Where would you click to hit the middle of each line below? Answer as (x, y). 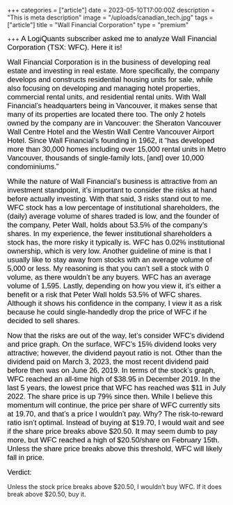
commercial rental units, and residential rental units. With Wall (107, 97)
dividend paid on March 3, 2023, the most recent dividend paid (108, 362)
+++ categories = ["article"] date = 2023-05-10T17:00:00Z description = (111, 10)
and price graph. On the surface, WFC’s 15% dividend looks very (112, 344)
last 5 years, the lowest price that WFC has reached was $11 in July (116, 388)
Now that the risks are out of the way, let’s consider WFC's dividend (116, 335)
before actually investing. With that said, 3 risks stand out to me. (110, 199)
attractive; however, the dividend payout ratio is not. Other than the (115, 353)
